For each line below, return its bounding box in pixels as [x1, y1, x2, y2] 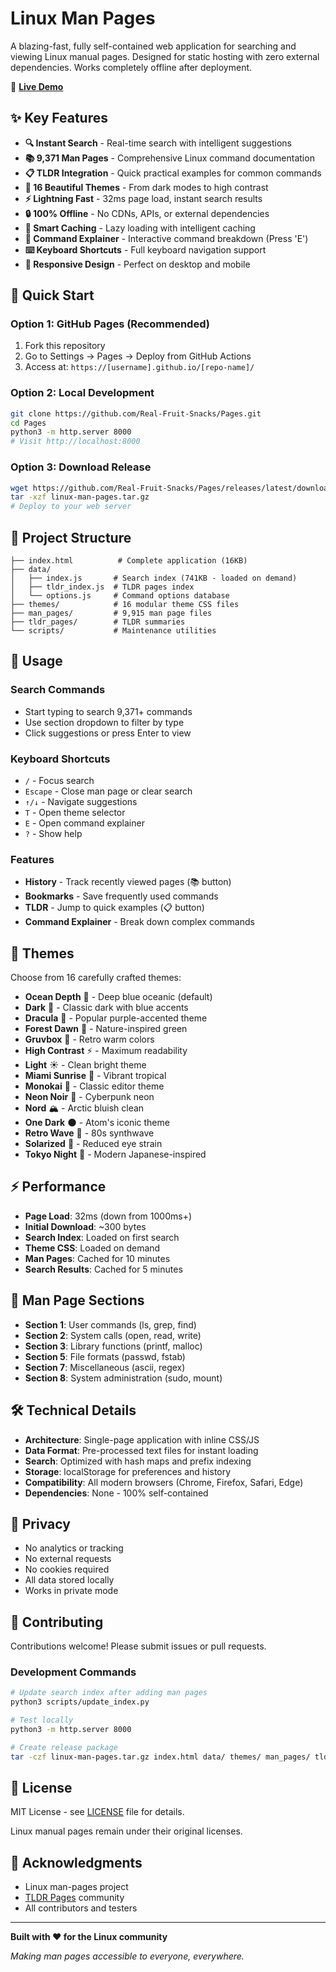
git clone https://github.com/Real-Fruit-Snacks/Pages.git [10, 408, 262, 419]
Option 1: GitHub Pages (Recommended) [10, 317, 210, 331]
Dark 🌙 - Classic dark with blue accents [24, 1002, 189, 1014]
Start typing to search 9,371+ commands [24, 705, 193, 717]
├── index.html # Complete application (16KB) [10, 555, 248, 566]
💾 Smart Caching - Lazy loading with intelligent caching [24, 222, 256, 234]
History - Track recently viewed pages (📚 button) [24, 876, 232, 888]
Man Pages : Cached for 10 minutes [24, 1252, 171, 1264]
